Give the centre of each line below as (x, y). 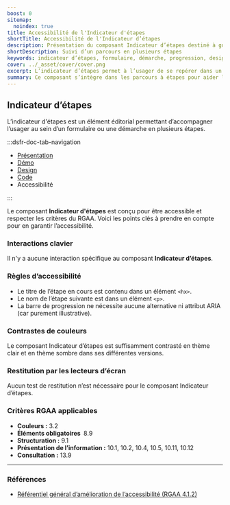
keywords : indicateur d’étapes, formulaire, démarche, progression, (107, 58)
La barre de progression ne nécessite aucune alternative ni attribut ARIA (119, 305)
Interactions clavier (40, 244)
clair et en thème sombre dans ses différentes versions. (86, 353)
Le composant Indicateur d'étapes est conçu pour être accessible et (104, 211)
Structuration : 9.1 (43, 441)
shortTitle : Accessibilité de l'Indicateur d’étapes (84, 39)
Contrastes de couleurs (47, 331)
